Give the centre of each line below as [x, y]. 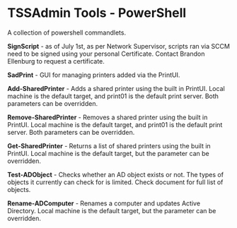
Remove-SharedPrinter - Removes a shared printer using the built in [108, 117]
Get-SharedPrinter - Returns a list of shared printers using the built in [109, 145]
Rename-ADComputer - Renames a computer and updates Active [104, 203]
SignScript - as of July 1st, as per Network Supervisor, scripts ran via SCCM [118, 46]
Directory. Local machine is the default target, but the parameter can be [112, 210]
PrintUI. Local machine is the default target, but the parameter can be [109, 153]
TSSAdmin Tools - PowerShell [97, 13]
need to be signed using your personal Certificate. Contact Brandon [106, 54]
